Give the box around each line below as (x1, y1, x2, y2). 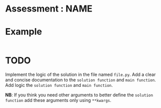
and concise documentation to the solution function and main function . (5, 77, 156, 83)
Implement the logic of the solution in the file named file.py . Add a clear (5, 71, 156, 78)
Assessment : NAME (5, 3, 93, 15)
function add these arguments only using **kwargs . (5, 97, 112, 103)
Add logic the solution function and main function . (5, 82, 113, 88)
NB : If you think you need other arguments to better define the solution (5, 92, 153, 98)
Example (5, 26, 42, 38)
